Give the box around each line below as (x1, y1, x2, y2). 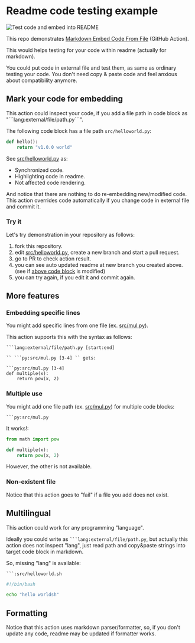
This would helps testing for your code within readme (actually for (6, 46, 167, 54)
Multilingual (6, 508, 51, 518)
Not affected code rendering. (14, 179, 86, 186)
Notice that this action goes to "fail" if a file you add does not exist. (6, 491, 170, 498)
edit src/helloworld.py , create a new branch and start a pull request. (14, 249, 180, 256)
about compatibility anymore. (6, 77, 77, 84)
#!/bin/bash (6, 581, 35, 587)
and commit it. (6, 203, 41, 210)
